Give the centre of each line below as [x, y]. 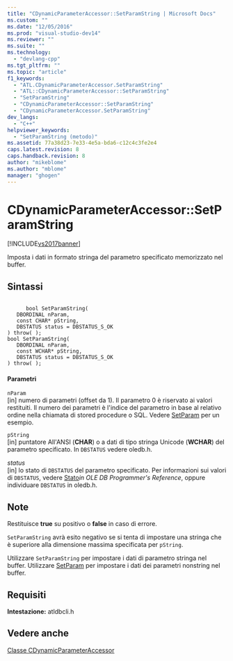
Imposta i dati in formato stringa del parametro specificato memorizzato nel [115, 257]
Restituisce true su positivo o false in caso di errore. [82, 524]
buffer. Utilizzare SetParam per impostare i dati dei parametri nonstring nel [114, 566]
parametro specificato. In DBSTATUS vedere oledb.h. [80, 449]
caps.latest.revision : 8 [43, 150]
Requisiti [27, 595]
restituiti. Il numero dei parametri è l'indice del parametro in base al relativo [114, 408]
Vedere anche [38, 634]
